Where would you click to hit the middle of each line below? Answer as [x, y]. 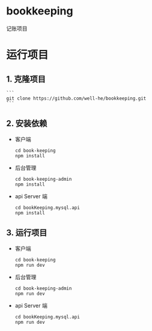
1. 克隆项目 [26, 79]
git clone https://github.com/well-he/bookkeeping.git [76, 98]
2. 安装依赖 [27, 123]
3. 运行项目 [27, 233]
